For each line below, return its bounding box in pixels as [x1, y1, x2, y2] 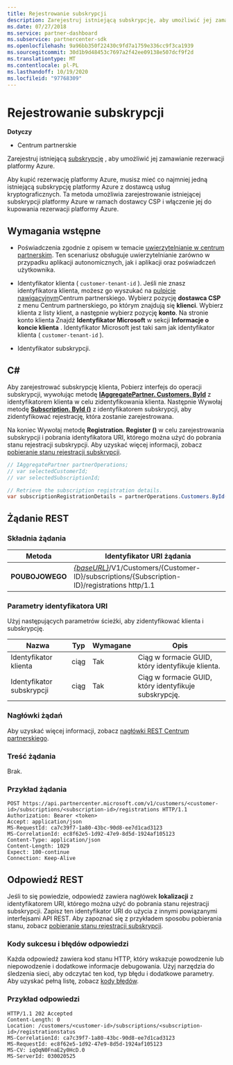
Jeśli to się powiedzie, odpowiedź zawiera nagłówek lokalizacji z [7, 892, 194, 900]
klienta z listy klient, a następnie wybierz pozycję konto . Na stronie [17, 308, 209, 317]
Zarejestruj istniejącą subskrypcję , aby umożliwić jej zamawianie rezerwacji [7, 154, 225, 163]
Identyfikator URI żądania [105, 552, 191, 561]
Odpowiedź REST [7, 873, 84, 886]
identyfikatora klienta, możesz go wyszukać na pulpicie [17, 286, 176, 295]
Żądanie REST [7, 512, 69, 525]
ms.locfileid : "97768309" [7, 74, 82, 82]
